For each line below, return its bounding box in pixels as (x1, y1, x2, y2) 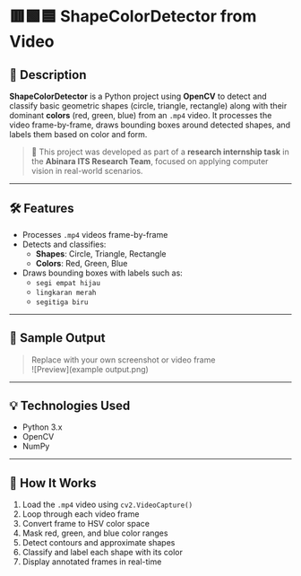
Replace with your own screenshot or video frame (30, 354, 216, 365)
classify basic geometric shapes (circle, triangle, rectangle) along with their (9, 100, 288, 111)
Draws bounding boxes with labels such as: (21, 267, 184, 278)
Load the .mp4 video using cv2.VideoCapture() (21, 499, 193, 511)
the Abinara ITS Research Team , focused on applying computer (30, 156, 269, 166)
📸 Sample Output (9, 330, 106, 345)
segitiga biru (35, 297, 89, 307)
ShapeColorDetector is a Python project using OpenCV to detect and (9, 91, 267, 101)
